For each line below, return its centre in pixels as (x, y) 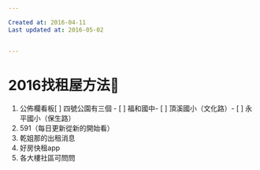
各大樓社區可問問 (47, 158)
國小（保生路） (51, 119)
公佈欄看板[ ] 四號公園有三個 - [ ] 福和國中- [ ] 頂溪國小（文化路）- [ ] (132, 108)
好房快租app (40, 148)
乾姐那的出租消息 (47, 138)
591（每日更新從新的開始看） (67, 128)
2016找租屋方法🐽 (64, 85)
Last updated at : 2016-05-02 (56, 30)
